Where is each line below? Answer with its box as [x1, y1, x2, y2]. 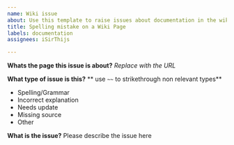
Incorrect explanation [17, 96, 79, 105]
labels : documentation [7, 29, 73, 37]
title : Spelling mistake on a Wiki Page [7, 23, 127, 30]
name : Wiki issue [7, 10, 58, 17]
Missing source [17, 111, 62, 119]
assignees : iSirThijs [7, 36, 70, 43]
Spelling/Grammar [17, 89, 70, 97]
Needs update [17, 103, 58, 112]
